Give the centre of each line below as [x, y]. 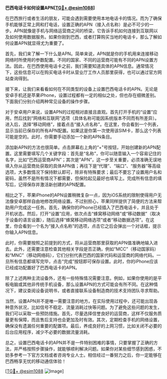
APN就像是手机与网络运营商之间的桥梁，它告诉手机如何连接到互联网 [84, 31]
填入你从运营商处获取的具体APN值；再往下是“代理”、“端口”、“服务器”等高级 [83, 166]
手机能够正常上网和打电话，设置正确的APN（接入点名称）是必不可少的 [77, 25]
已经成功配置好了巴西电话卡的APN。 [42, 268]
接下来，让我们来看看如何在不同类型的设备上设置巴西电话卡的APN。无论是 [82, 89]
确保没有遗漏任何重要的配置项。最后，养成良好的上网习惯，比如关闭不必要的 [83, 326]
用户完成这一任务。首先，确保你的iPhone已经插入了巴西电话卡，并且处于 [84, 207]
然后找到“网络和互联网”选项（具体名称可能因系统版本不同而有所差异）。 [86, 118]
